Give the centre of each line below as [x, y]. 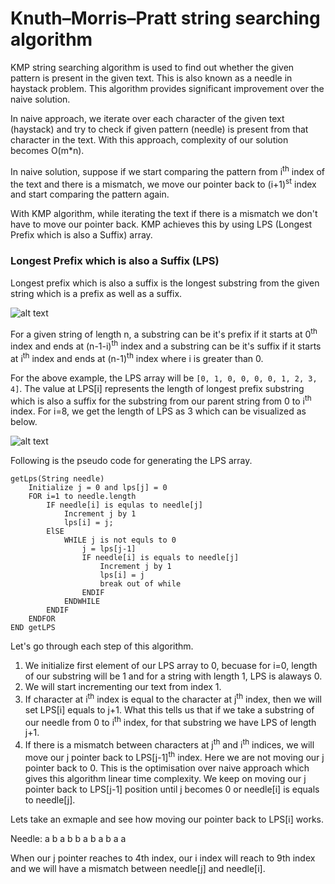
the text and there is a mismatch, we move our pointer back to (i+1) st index [163, 183]
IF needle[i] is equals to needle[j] [160, 558]
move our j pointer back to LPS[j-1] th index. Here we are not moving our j [174, 756]
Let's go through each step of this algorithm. [102, 646]
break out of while [140, 584]
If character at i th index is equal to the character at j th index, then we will [173, 698]
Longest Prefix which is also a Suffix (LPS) [115, 261]
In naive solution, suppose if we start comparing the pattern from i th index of [168, 170]
